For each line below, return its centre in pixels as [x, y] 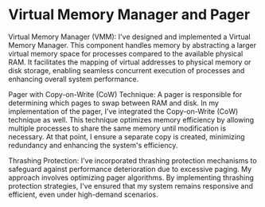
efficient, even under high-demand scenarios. [83, 194]
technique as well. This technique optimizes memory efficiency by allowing [131, 119]
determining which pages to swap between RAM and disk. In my [113, 103]
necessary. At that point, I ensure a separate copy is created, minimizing [127, 136]
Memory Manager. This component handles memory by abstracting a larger [132, 45]
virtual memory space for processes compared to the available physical [126, 53]
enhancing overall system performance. [74, 79]
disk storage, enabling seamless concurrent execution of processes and [127, 70]
